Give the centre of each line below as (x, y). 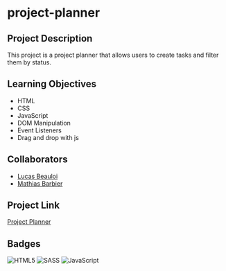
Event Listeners (40, 130)
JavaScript (33, 115)
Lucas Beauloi (37, 176)
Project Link (34, 206)
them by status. (29, 62)
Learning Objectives (52, 84)
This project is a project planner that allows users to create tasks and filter (113, 55)
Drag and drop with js (48, 137)
